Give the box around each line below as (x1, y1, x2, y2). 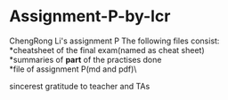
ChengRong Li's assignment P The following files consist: (9, 35, 220, 46)
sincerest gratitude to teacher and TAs (9, 81, 151, 91)
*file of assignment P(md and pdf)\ (9, 64, 137, 74)
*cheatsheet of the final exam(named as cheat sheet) (9, 44, 205, 55)
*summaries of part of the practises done (9, 54, 162, 65)
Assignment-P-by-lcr (9, 6, 171, 27)
